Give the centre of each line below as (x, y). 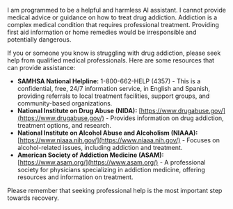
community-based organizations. (65, 103)
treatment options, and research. (64, 125)
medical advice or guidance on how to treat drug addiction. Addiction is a (112, 17)
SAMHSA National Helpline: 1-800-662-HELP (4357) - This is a (109, 81)
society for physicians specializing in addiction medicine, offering (111, 170)
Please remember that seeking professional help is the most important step (115, 191)
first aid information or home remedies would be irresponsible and (102, 32)
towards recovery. (33, 198)
